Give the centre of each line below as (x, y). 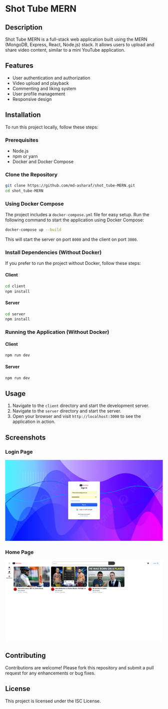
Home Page (19, 552)
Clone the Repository (31, 175)
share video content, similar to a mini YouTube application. (65, 50)
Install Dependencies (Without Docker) (53, 252)
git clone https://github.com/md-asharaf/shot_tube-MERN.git (70, 186)
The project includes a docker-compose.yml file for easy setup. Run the (77, 215)
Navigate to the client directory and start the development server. (81, 406)
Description (24, 27)
